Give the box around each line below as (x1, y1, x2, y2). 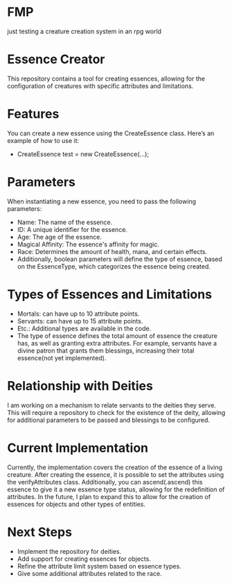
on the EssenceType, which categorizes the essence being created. (17, 262, 211, 271)
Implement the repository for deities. (17, 547, 122, 555)
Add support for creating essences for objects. (17, 555, 151, 563)
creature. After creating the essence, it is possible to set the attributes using (7, 470, 224, 479)
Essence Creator (7, 51, 105, 67)
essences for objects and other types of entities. (7, 500, 146, 508)
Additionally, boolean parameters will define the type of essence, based (17, 255, 223, 263)
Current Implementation (7, 440, 149, 455)
